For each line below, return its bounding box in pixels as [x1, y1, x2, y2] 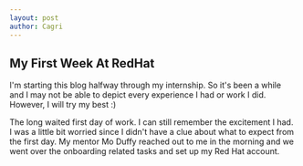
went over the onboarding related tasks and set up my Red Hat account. [9, 146, 280, 157]
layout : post [9, 13, 59, 23]
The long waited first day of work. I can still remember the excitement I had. [9, 117, 294, 128]
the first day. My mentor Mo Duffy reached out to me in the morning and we [9, 136, 295, 147]
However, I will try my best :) [9, 99, 117, 110]
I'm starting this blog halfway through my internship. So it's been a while [9, 79, 281, 91]
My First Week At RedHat [9, 56, 155, 71]
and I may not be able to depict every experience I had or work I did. [9, 89, 266, 100]
